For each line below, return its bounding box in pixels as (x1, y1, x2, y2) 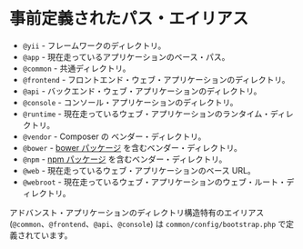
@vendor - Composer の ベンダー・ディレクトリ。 (22, 131, 207, 142)
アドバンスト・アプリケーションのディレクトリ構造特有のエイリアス (9, 206, 265, 218)
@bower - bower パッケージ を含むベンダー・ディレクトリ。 (22, 142, 243, 153)
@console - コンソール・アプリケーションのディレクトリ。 (22, 96, 238, 107)
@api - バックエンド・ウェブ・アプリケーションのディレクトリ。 (22, 85, 262, 96)
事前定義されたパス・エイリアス (9, 8, 249, 29)
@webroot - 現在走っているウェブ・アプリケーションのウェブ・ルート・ (22, 176, 287, 187)
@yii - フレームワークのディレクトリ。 (22, 40, 167, 51)
